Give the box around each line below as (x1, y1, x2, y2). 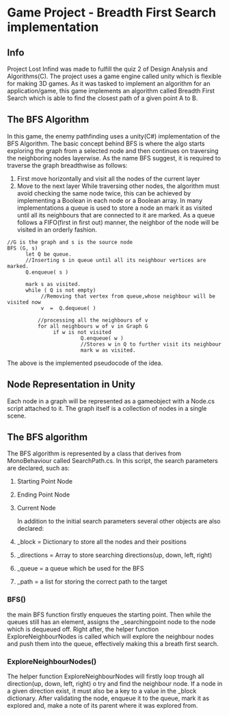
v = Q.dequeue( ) (40, 305, 96, 311)
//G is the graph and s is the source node (7, 239, 133, 246)
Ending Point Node (16, 490, 70, 499)
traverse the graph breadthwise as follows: (7, 161, 128, 169)
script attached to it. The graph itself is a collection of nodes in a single (7, 404, 207, 412)
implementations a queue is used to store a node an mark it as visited (16, 204, 213, 212)
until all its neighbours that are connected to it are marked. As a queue (16, 211, 215, 219)
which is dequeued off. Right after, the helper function (7, 625, 159, 633)
